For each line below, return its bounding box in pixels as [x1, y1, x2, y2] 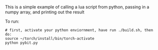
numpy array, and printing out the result [5, 9, 85, 15]
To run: [5, 19, 19, 24]
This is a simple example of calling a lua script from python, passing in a [5, 4, 150, 10]
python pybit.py [5, 40, 38, 45]
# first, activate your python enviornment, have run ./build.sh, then [5, 28, 153, 33]
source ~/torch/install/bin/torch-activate [5, 36, 95, 41]
